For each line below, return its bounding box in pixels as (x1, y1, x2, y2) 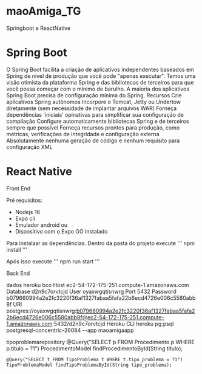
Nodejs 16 (15, 208, 41, 215)
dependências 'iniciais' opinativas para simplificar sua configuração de (6, 111, 184, 118)
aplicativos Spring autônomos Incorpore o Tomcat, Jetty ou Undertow (6, 98, 181, 105)
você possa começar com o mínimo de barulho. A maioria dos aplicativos (6, 85, 190, 92)
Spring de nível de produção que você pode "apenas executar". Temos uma (6, 72, 196, 80)
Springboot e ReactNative (6, 24, 71, 32)
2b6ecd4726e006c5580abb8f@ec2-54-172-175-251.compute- (6, 313, 165, 320)
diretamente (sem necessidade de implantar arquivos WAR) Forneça (6, 105, 177, 112)
